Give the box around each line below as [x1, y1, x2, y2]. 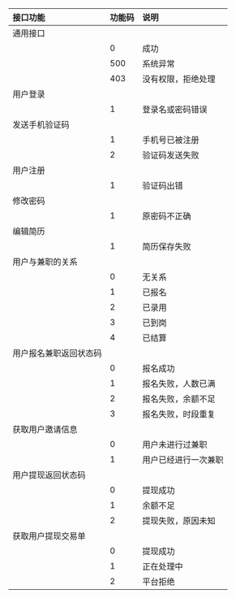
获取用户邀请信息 [12, 424, 79, 435]
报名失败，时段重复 [142, 409, 217, 419]
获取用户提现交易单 [12, 531, 87, 541]
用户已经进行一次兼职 [142, 454, 225, 466]
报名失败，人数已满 [142, 378, 217, 389]
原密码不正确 [142, 210, 192, 222]
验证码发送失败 [142, 149, 200, 161]
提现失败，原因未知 [142, 515, 217, 526]
